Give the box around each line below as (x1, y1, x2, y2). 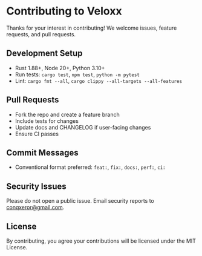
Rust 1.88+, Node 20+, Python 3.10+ (15, 64, 105, 71)
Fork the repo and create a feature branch (15, 111, 120, 118)
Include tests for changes (15, 117, 79, 125)
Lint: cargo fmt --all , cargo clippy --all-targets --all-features (15, 77, 183, 84)
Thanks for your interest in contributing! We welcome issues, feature (6, 24, 177, 31)
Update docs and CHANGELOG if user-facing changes (15, 123, 151, 131)
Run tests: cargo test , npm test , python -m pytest (15, 71, 140, 78)
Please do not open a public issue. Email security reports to (6, 197, 154, 205)
